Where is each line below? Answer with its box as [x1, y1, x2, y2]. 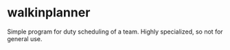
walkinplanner [7, 5, 91, 21]
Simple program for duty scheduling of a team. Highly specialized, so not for [7, 27, 223, 36]
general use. [7, 34, 43, 42]
